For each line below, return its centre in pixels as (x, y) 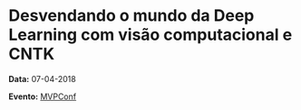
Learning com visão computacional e (150, 35)
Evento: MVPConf (43, 96)
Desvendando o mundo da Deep (131, 16)
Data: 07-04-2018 (42, 78)
